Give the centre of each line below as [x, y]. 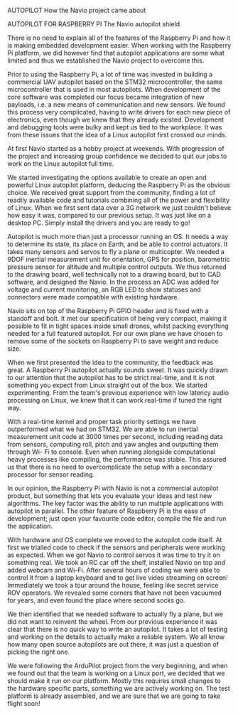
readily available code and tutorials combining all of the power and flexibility [119, 200]
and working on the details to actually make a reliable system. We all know [116, 637]
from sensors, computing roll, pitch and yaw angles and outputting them [113, 444]
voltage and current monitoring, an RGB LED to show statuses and [104, 290]
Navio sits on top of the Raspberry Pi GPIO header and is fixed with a [108, 311]
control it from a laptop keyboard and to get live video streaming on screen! [118, 578]
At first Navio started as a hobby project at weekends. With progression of [116, 148]
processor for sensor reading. [51, 475]
